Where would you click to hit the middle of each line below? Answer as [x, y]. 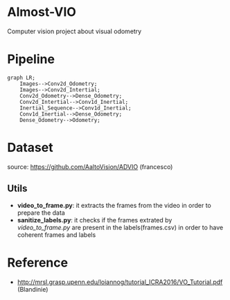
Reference [37, 262]
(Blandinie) [33, 289]
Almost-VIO [42, 12]
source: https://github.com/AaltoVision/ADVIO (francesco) [90, 166]
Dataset [30, 148]
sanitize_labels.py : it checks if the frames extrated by [95, 220]
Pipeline [31, 59]
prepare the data [41, 213]
